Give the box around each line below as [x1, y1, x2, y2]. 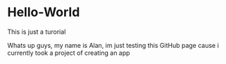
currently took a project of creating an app [7, 49, 130, 57]
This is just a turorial [7, 27, 66, 36]
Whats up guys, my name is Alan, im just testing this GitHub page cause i [7, 41, 220, 49]
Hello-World [7, 4, 80, 20]
